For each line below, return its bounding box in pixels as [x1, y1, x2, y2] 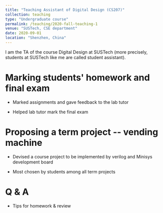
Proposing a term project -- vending [5, 126, 158, 138]
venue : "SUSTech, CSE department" [5, 26, 78, 31]
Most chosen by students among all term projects [12, 168, 116, 174]
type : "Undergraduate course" [5, 17, 69, 22]
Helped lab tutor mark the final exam [12, 109, 89, 115]
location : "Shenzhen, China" [5, 36, 66, 41]
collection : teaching [5, 12, 51, 17]
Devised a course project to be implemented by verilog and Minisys [12, 153, 152, 159]
